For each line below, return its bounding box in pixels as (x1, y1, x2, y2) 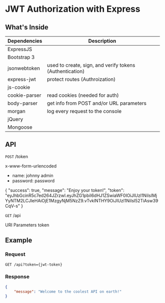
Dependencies (7, 38, 43, 44)
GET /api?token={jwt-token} (5, 262, 63, 267)
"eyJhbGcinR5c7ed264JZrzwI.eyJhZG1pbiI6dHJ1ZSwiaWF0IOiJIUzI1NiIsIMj (5, 193, 157, 198)
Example (5, 236, 32, 245)
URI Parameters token (5, 222, 50, 228)
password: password (12, 178, 55, 184)
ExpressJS (7, 46, 32, 53)
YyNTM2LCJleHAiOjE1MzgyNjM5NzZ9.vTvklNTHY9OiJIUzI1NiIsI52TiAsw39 (5, 197, 159, 203)
